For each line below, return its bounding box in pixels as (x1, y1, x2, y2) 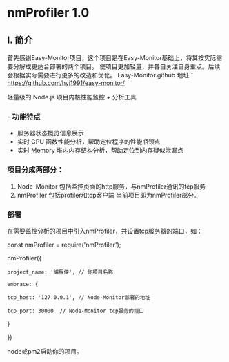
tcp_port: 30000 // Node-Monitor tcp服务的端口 (7, 307, 145, 314)
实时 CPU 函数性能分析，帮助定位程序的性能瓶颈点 (17, 137, 161, 146)
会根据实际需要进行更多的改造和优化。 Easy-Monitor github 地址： (7, 71, 195, 79)
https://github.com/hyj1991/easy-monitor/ (7, 79, 126, 87)
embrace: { (7, 280, 39, 287)
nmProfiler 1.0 (7, 5, 90, 21)
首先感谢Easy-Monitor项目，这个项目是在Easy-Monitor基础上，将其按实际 (7, 54, 217, 61)
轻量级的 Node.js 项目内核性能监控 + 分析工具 (7, 93, 137, 101)
